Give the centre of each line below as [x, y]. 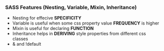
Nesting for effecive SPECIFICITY [47, 18]
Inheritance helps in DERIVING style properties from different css [79, 34]
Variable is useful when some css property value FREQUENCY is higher [86, 23]
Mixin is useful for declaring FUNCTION [53, 28]
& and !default [27, 44]
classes [20, 39]
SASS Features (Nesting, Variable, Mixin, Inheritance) [71, 7]
